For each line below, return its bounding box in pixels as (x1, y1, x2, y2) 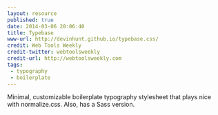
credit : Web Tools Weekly (7, 42, 81, 49)
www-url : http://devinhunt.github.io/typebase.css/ (7, 36, 159, 43)
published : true (7, 17, 54, 23)
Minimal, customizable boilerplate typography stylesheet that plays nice (7, 93, 212, 101)
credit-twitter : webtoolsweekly (7, 49, 100, 56)
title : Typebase (7, 29, 54, 36)
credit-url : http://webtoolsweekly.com (7, 55, 122, 62)
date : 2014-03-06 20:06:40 (7, 23, 85, 30)
